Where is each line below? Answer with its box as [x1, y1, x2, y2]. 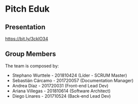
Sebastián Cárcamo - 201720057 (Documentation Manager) [12, 77, 134, 83]
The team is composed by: [5, 62, 59, 69]
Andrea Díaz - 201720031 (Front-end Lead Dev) [12, 83, 109, 88]
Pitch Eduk [5, 3, 50, 15]
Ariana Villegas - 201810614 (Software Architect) [12, 88, 111, 94]
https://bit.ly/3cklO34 [5, 36, 48, 42]
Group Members [5, 50, 56, 58]
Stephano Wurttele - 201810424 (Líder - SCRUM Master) [12, 72, 127, 78]
